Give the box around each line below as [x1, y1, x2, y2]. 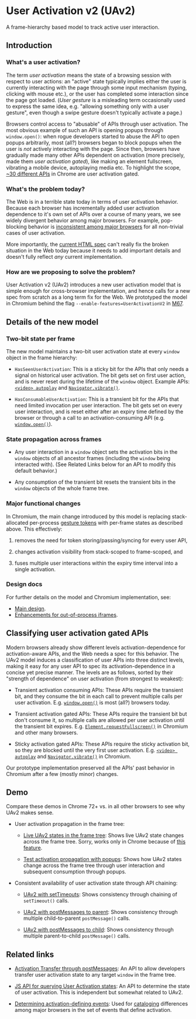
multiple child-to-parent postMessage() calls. [23, 915, 130, 922]
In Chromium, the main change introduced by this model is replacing [6, 512, 171, 520]
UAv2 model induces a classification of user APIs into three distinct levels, [6, 656, 185, 663]
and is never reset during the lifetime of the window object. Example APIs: [14, 377, 190, 385]
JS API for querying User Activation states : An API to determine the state [14, 983, 190, 990]
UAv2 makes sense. [6, 809, 54, 816]
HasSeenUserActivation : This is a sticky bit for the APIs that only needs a [14, 365, 189, 372]
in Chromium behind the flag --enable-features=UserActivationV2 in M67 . [6, 300, 184, 307]
